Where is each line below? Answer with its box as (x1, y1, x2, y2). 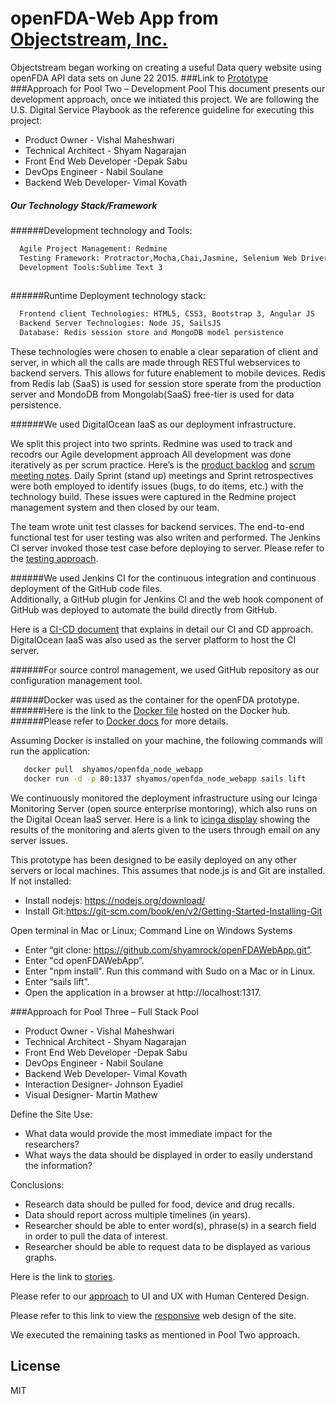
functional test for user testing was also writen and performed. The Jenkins (10, 532, 321, 544)
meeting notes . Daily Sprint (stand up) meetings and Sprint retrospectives (10, 470, 314, 482)
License (10, 1358, 61, 1375)
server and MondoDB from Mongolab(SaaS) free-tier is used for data (10, 388, 295, 401)
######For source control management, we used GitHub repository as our (10, 664, 320, 676)
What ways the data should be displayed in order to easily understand (24, 1148, 313, 1161)
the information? (24, 1159, 93, 1171)
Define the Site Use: (10, 1108, 93, 1120)
